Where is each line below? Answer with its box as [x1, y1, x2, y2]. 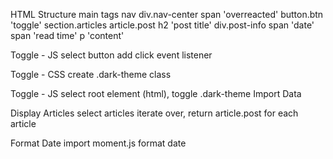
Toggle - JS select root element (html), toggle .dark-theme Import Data [10, 88, 302, 99]
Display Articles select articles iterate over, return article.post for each [10, 107, 299, 119]
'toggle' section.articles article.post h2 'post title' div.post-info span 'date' [10, 19, 315, 31]
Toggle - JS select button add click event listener [10, 49, 213, 61]
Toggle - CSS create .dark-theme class [10, 69, 172, 80]
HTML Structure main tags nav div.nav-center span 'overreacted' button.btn [10, 9, 324, 20]
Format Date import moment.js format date [10, 137, 187, 149]
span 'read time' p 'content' [10, 30, 125, 41]
